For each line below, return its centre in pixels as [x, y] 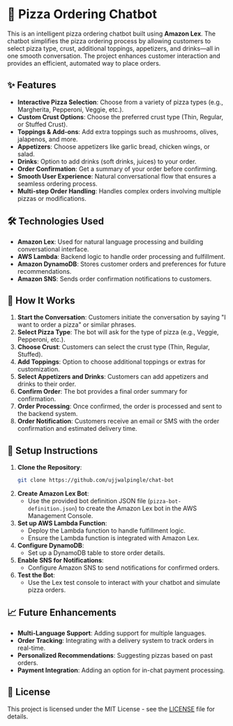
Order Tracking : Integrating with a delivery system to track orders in [115, 640]
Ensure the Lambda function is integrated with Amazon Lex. [114, 538]
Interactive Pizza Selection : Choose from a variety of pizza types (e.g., [120, 102]
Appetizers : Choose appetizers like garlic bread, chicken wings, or [114, 147]
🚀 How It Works [41, 301]
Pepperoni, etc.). [41, 340]
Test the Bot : [36, 575]
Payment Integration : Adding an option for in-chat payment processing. [121, 670]
